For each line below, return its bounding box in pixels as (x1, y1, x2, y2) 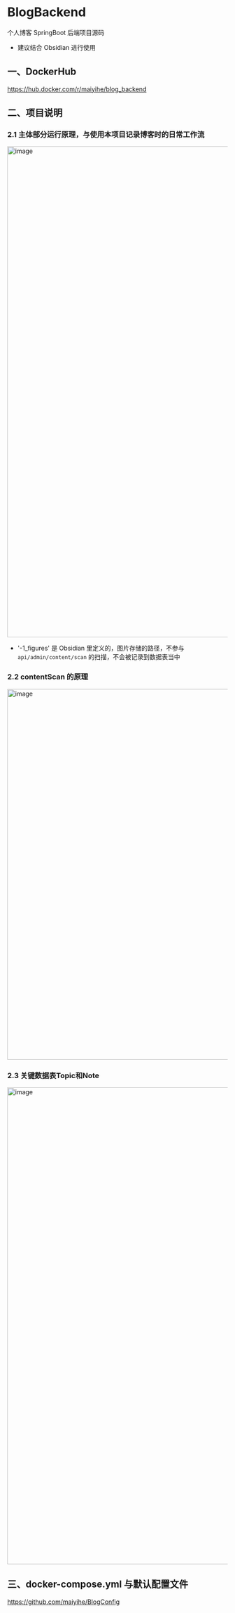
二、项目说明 (7, 107, 63, 119)
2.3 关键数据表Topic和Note (7, 1070, 100, 1080)
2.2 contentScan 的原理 (7, 672, 89, 682)
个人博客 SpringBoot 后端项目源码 (7, 28, 105, 36)
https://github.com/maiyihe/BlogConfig (7, 1598, 120, 1606)
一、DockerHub (7, 66, 77, 78)
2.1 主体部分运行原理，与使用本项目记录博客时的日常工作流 (7, 130, 205, 140)
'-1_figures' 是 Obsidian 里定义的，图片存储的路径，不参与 (17, 644, 185, 653)
